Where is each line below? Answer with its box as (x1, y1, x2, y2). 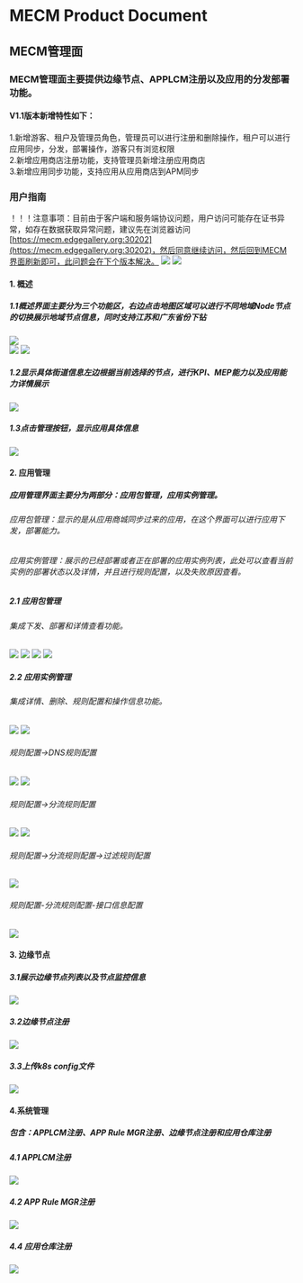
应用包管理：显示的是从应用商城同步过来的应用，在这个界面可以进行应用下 (9, 514, 285, 525)
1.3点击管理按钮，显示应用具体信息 (9, 423, 139, 433)
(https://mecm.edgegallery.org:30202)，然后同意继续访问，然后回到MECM (9, 245, 288, 255)
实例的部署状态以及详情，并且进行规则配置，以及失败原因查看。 (9, 566, 245, 577)
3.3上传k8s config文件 (9, 1060, 94, 1071)
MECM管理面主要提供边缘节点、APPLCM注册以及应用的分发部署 (9, 73, 290, 86)
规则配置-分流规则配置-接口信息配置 (9, 900, 143, 911)
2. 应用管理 (9, 468, 51, 478)
